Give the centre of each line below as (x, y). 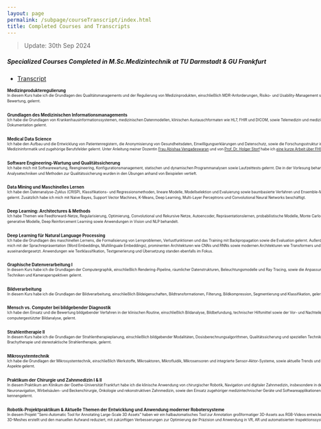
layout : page (26, 13)
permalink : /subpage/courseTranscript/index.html (80, 20)
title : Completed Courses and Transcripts (69, 26)
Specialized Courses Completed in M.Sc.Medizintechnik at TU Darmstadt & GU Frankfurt (137, 61)
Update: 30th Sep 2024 (57, 46)
